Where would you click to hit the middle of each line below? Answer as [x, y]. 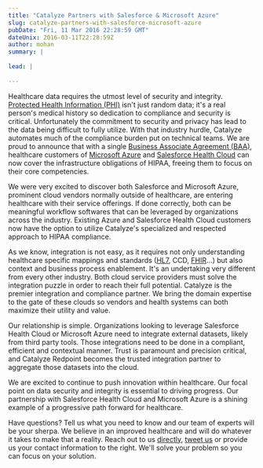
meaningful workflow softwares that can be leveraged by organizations [123, 211]
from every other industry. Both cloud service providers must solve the [122, 276]
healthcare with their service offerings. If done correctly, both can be [120, 203]
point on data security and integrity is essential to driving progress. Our [124, 390]
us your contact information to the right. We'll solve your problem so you [125, 448]
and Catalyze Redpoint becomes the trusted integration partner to [115, 359]
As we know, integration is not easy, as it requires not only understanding [126, 251]
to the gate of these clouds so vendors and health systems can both [119, 302]
